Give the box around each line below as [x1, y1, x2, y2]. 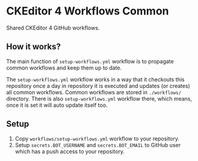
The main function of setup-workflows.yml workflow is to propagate [6, 57, 174, 65]
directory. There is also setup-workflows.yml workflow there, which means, [6, 95, 193, 102]
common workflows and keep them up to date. [6, 64, 122, 71]
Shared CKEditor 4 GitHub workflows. [6, 24, 100, 31]
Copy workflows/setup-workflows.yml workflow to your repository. [14, 134, 179, 142]
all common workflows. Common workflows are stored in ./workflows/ [6, 89, 182, 96]
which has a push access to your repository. [14, 148, 125, 155]
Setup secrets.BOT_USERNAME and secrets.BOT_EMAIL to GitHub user [14, 141, 181, 148]
